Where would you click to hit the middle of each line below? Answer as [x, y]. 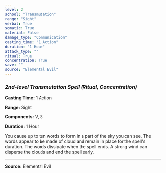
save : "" [14, 65]
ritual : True [19, 56]
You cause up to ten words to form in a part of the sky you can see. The [78, 136]
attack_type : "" [22, 51]
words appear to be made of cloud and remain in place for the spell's [75, 141]
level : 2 [14, 10]
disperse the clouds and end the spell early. [50, 152]
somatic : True [20, 28]
